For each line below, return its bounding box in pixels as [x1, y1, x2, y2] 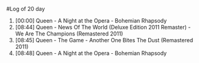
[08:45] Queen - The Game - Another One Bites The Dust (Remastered [15, 37, 194, 43]
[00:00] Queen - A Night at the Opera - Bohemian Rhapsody [15, 17, 167, 24]
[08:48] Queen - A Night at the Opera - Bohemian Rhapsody [15, 50, 167, 57]
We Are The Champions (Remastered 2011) [15, 30, 123, 37]
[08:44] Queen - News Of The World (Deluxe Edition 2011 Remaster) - [15, 24, 191, 31]
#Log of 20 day [6, 6, 45, 12]
